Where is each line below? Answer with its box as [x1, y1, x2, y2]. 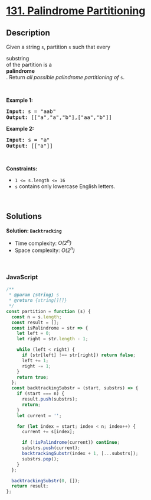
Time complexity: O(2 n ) [14, 238, 72, 247]
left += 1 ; [21, 357, 49, 363]
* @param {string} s [8, 292, 60, 298]
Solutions [6, 211, 42, 221]
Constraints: [6, 165, 38, 172]
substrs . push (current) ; [21, 445, 81, 451]
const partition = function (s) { [6, 308, 91, 314]
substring [6, 55, 29, 62]
